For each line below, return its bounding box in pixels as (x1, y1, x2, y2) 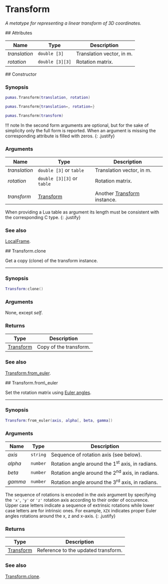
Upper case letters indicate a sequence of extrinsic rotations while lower (5, 502, 154, 508)
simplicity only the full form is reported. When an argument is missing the (5, 127, 156, 133)
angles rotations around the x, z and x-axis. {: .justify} (5, 513, 116, 519)
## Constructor (5, 71, 37, 77)
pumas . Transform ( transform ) (5, 113, 64, 118)
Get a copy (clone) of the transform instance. (5, 258, 98, 264)
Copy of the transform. (36, 343, 90, 350)
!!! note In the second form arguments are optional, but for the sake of (5, 122, 149, 128)
